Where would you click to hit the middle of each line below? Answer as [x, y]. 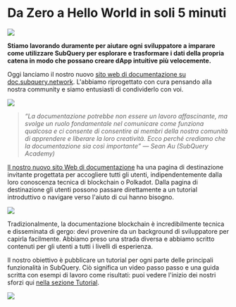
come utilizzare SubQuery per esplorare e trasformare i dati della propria [116, 53]
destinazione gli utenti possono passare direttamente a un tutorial [103, 189]
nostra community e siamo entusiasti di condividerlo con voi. [95, 89]
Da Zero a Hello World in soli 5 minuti [117, 13]
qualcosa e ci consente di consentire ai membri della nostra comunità [126, 131]
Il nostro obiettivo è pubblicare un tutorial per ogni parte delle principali [110, 260]
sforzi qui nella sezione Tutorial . [54, 282]
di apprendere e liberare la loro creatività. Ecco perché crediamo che [125, 138]
